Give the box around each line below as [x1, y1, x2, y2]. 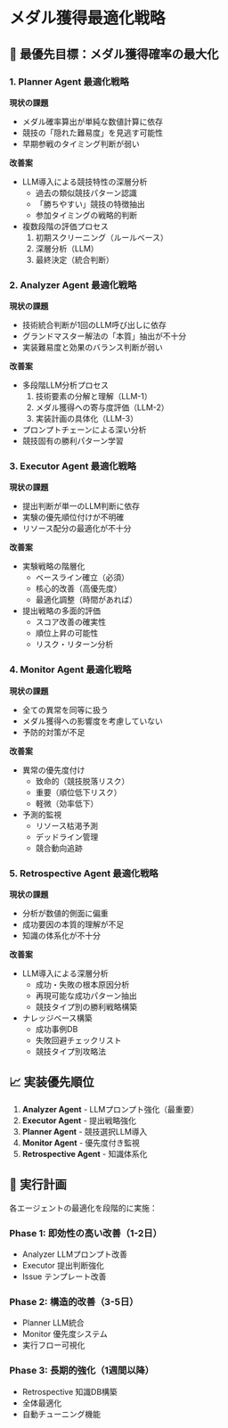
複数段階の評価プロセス [21, 220, 109, 232]
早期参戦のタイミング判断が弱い [21, 138, 140, 149]
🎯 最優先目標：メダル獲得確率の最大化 [9, 46, 219, 62]
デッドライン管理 [35, 831, 99, 842]
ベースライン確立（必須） [35, 572, 129, 583]
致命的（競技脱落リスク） [35, 776, 130, 786]
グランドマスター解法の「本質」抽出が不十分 [21, 331, 187, 341]
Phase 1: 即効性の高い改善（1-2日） [9, 1227, 163, 1239]
